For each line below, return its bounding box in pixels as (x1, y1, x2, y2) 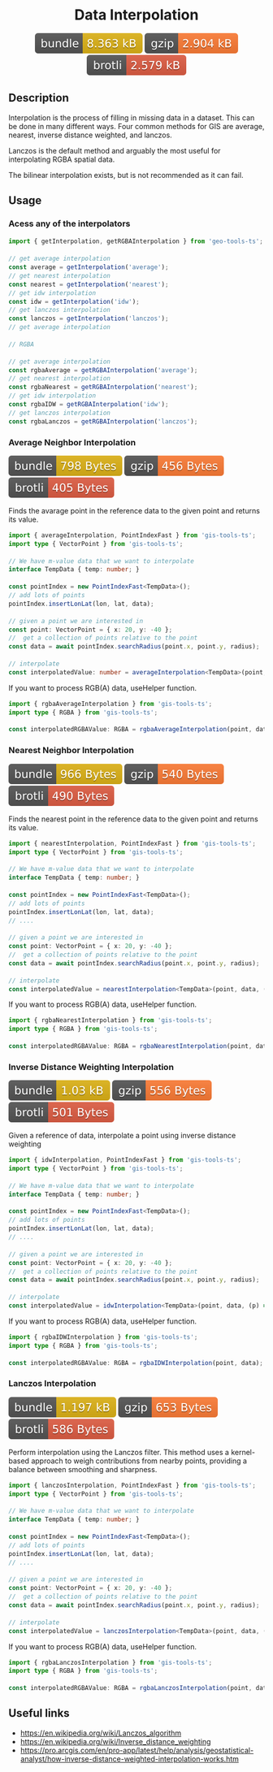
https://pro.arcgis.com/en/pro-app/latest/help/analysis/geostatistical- (19, 1745, 254, 1755)
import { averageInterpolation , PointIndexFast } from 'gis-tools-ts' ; (8, 531, 256, 539)
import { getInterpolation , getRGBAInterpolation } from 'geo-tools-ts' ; (8, 237, 264, 245)
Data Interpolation (74, 6, 199, 24)
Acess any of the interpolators (8, 218, 131, 229)
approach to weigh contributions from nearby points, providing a (31, 1456, 248, 1466)
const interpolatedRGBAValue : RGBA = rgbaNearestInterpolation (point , (8, 1042, 253, 1051)
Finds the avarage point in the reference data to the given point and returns (8, 505, 260, 515)
